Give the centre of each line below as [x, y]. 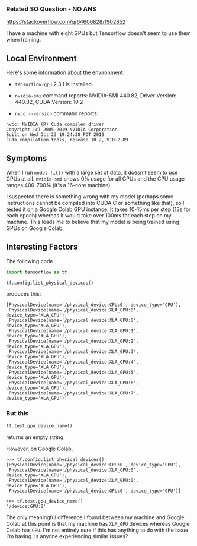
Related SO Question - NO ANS [51, 9]
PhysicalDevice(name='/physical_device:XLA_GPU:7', [74, 393]
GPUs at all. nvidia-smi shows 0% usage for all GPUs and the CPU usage [96, 179]
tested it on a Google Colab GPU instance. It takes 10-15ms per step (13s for [98, 209]
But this [17, 414]
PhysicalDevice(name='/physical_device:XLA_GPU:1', [74, 331]
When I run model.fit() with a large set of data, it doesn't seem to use [92, 172]
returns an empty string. [35, 437]
